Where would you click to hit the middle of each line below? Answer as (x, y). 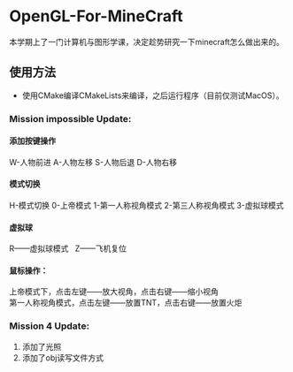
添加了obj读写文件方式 (63, 357)
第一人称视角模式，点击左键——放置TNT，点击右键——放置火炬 (126, 303)
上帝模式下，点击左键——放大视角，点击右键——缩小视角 (114, 292)
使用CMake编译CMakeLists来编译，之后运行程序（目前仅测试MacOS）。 (153, 95)
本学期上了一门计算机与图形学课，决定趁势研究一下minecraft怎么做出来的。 (147, 42)
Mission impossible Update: (70, 118)
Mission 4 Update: (50, 326)
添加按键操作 (32, 141)
